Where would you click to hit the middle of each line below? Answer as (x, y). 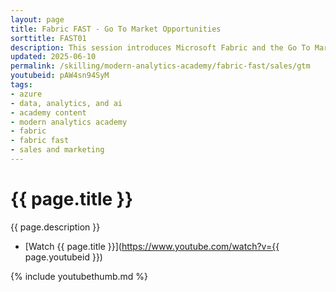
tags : (21, 85)
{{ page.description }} (55, 227)
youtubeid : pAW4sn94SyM (60, 76)
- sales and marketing (57, 150)
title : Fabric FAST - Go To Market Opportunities (116, 29)
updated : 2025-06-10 (53, 57)
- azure (26, 94)
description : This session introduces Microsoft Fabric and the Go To (160, 47)
